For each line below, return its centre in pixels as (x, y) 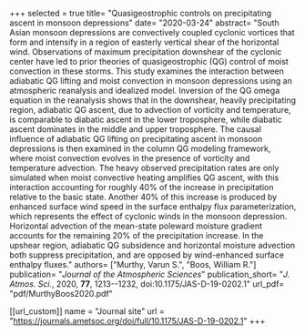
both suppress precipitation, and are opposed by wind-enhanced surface (147, 255)
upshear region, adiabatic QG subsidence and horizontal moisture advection (152, 245)
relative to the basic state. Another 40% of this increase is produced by (143, 197)
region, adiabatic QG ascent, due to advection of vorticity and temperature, (150, 110)
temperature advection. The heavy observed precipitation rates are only (144, 168)
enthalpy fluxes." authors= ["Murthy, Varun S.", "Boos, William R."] (133, 264)
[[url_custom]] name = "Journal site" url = (87, 311)
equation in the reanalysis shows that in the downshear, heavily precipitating (153, 100)
